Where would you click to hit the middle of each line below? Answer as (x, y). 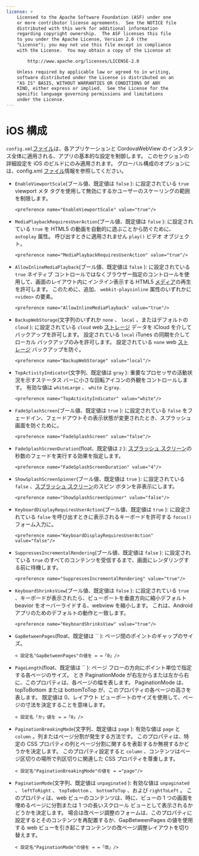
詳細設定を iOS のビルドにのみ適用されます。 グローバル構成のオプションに (98, 163)
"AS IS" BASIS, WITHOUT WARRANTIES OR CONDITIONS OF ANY (89, 83)
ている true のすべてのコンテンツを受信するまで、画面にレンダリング (99, 560)
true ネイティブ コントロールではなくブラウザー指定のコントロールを (99, 274)
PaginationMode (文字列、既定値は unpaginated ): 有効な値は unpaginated (102, 783)
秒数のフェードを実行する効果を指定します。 (69, 455)
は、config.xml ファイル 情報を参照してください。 (67, 171)
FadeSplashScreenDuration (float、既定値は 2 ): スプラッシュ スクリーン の (103, 448)
